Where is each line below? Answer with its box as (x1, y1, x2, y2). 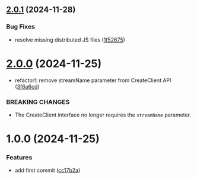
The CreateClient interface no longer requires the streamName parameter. (14, 111, 192, 118)
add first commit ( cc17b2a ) (14, 167, 81, 174)
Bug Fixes (6, 23, 36, 31)
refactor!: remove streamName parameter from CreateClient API (14, 77, 171, 84)
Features (6, 153, 33, 162)
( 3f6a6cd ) (14, 83, 40, 90)
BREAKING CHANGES (6, 98, 70, 106)
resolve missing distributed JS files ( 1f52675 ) (14, 36, 126, 43)
